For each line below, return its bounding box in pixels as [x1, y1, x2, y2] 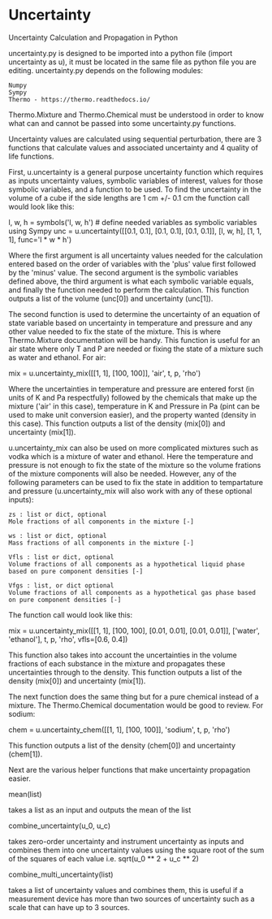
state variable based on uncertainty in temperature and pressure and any [8, 318, 253, 327]
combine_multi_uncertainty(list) [8, 869, 114, 879]
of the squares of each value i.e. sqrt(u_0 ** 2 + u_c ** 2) [8, 853, 199, 863]
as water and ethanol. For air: [8, 352, 106, 362]
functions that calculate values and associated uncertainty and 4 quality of [8, 142, 258, 152]
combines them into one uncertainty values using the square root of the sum [8, 845, 265, 855]
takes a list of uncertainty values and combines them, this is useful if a [8, 885, 244, 895]
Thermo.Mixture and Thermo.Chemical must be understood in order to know [8, 110, 265, 119]
